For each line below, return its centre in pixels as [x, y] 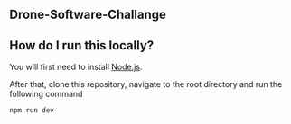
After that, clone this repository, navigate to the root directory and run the [146, 84]
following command [46, 94]
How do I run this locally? [82, 45]
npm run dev [32, 111]
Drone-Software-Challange [88, 15]
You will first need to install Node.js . [76, 67]
